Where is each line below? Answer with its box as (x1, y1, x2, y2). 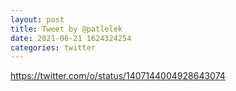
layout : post (10, 14, 65, 25)
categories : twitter (10, 42, 97, 53)
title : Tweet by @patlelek (10, 24, 123, 34)
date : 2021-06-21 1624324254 (10, 33, 132, 43)
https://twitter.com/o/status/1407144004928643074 (10, 70, 226, 82)
